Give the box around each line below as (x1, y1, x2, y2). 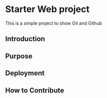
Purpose (5, 52, 33, 60)
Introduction (5, 35, 45, 43)
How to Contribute (5, 86, 65, 94)
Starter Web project (5, 4, 90, 15)
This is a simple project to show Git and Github (5, 20, 102, 26)
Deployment (5, 69, 45, 77)
